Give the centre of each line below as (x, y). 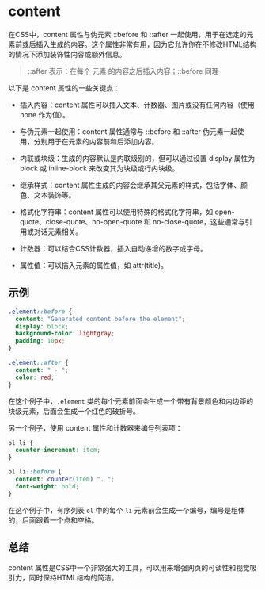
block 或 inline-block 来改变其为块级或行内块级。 (99, 168)
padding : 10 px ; (40, 341)
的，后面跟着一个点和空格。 (53, 520)
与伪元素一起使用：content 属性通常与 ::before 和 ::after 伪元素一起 (129, 131)
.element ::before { (40, 312)
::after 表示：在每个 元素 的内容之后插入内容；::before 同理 (123, 71)
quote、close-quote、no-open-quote (81, 221)
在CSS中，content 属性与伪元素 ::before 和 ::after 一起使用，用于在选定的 (127, 34)
